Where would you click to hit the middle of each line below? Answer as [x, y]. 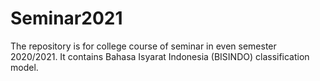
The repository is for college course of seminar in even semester [143, 46]
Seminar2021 [66, 18]
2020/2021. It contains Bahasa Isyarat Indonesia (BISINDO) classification [160, 56]
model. [24, 67]
